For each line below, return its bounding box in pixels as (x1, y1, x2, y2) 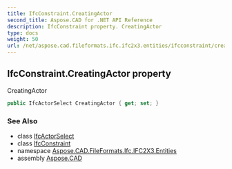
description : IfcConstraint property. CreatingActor (7, 23, 162, 30)
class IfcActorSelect (17, 132, 75, 140)
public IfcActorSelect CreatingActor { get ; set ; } (7, 100, 159, 107)
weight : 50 (7, 36, 39, 43)
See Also (7, 116, 38, 125)
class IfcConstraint (17, 139, 71, 148)
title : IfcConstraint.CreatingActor (7, 10, 113, 17)
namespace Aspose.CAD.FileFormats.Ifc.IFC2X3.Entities (17, 146, 177, 154)
